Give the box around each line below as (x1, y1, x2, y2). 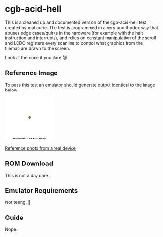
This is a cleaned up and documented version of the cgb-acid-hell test (5, 19, 147, 25)
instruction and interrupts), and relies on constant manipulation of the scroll (5, 35, 156, 41)
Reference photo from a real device (5, 145, 76, 151)
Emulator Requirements (5, 186, 78, 195)
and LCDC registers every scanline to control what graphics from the (5, 40, 143, 46)
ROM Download (5, 160, 54, 168)
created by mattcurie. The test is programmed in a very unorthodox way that (5, 24, 158, 30)
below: (5, 87, 18, 93)
